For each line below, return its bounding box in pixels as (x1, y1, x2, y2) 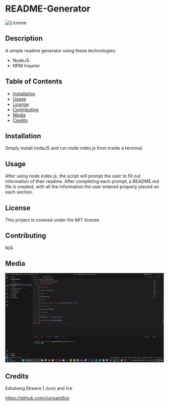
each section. (5, 189, 34, 195)
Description (5, 34, 43, 43)
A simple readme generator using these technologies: (5, 47, 117, 53)
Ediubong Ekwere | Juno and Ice (5, 385, 73, 391)
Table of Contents (5, 77, 63, 86)
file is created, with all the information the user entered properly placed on (5, 184, 159, 190)
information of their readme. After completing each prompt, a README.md (5, 178, 159, 184)
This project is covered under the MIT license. (5, 217, 101, 223)
